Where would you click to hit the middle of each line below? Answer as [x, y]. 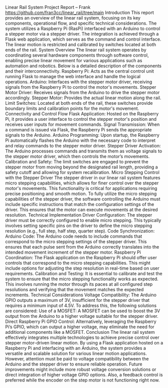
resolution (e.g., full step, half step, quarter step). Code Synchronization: [80, 231]
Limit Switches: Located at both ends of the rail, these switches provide [79, 103]
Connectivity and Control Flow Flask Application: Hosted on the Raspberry [82, 114]
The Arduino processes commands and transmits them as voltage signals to [84, 151]
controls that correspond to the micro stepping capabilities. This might [78, 263]
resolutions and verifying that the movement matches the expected [74, 289]
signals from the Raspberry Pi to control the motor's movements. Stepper [81, 87]
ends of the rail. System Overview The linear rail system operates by [76, 50]
